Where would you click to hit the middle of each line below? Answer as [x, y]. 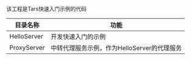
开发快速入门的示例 [78, 37]
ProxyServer [27, 48]
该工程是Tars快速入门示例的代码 [47, 9]
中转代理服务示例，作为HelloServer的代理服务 [116, 48]
